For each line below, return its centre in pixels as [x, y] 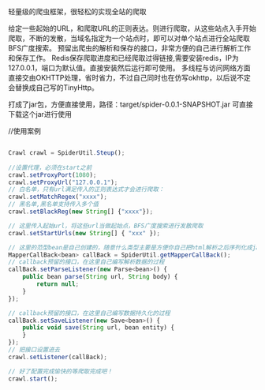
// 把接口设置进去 [34, 350]
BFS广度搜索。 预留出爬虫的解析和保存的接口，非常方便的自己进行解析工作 [130, 48]
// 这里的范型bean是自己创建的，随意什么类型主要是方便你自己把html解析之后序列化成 [130, 247]
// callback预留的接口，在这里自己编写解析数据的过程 [86, 262]
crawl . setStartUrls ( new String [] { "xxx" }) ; [84, 233]
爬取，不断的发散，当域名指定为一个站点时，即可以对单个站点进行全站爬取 [129, 38]
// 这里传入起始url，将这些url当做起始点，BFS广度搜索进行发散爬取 [106, 226]
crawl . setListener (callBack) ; [58, 357]
